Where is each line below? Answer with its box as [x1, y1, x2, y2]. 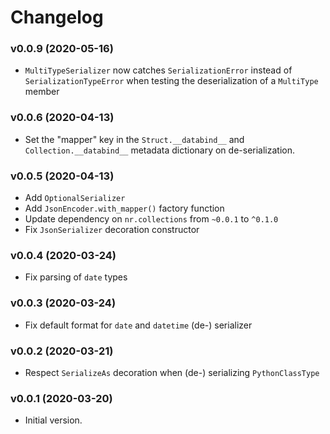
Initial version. [24, 414, 83, 426]
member [24, 86, 60, 98]
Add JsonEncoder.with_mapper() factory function [24, 202, 225, 215]
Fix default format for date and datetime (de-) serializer [24, 319, 253, 331]
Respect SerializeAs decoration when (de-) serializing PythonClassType [24, 366, 320, 378]
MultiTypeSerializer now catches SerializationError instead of [24, 64, 293, 76]
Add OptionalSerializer [24, 192, 126, 204]
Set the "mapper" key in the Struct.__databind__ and [24, 133, 245, 145]
